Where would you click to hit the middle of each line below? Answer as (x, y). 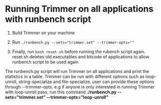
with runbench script (48, 19)
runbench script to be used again (45, 62)
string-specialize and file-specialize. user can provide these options (87, 82)
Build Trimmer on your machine (43, 33)
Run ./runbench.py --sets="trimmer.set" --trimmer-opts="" (73, 42)
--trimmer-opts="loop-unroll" (77, 97)
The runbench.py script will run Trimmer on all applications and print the (77, 71)
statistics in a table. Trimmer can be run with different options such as (75, 76)
